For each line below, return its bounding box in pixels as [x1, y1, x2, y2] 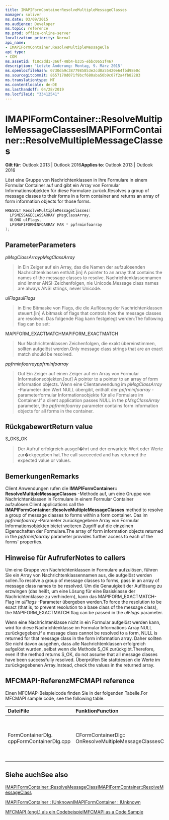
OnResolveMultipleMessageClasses [75, 737, 160, 745]
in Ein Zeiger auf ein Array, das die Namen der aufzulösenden [17, 264, 145, 270]
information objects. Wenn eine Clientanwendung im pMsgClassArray [17, 381, 162, 387]
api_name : [5, 40, 26, 45]
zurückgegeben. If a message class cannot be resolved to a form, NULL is [5, 630, 157, 636]
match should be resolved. [17, 351, 73, 357]
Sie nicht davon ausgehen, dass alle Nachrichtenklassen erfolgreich [5, 640, 146, 646]
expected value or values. [17, 457, 71, 463]
